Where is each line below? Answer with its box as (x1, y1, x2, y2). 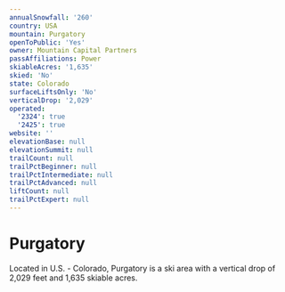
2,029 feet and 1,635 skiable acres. (9, 272, 138, 283)
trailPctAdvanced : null (9, 179, 98, 188)
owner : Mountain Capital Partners (9, 46, 138, 55)
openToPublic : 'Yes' (9, 37, 86, 47)
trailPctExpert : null (9, 195, 90, 205)
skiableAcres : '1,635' (9, 63, 94, 72)
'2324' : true (17, 112, 66, 121)
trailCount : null (9, 153, 74, 163)
